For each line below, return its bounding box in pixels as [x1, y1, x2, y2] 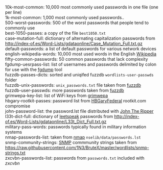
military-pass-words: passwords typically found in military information [5, 124, 146, 129]
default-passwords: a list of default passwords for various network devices [5, 46, 157, 51]
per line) [5, 9, 22, 15]
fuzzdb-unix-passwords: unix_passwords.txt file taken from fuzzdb [5, 82, 141, 88]
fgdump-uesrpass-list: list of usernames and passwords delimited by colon [5, 61, 157, 67]
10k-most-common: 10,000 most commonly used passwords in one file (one [5, 4, 159, 10]
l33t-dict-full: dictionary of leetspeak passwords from [5, 114, 114, 119]
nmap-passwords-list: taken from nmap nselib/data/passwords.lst [5, 134, 141, 140]
